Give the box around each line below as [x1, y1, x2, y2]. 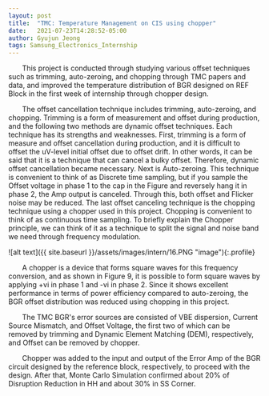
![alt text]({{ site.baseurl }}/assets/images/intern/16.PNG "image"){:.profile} [8, 247, 256, 257]
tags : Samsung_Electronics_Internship [8, 42, 138, 50]
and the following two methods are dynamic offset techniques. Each [8, 122, 233, 131]
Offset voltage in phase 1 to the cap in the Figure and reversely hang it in [8, 181, 247, 190]
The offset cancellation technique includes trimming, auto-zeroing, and [22, 105, 257, 114]
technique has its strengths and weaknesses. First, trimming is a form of [8, 130, 247, 140]
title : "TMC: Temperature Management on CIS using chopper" [8, 19, 217, 27]
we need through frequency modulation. [8, 232, 142, 242]
